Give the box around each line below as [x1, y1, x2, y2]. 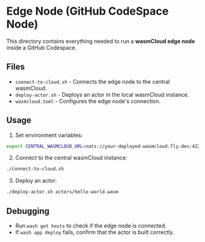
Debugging [6, 206, 50, 216]
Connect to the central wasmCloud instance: [15, 154, 128, 161]
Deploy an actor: [15, 177, 57, 185]
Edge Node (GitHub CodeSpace [6, 4, 169, 18]
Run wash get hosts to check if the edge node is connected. [15, 222, 167, 229]
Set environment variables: [15, 131, 83, 139]
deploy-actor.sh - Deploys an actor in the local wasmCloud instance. [15, 90, 189, 98]
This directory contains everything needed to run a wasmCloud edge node [6, 37, 195, 45]
